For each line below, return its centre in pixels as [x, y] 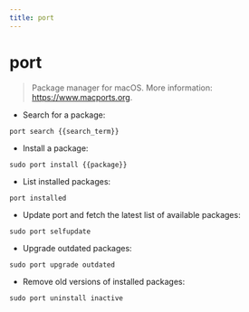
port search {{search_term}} [64, 131]
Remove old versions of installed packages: [104, 281]
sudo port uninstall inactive [67, 298]
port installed [38, 198]
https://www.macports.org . [82, 97]
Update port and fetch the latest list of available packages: [132, 214]
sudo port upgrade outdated [62, 265]
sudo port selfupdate [50, 232]
